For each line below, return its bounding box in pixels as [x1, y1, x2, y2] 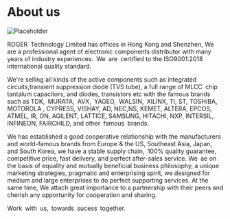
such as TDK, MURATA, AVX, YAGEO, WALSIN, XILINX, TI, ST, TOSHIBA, [7, 97, 218, 105]
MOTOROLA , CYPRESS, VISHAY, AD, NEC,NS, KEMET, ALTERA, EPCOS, [7, 104, 212, 113]
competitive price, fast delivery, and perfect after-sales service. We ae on [7, 154, 217, 162]
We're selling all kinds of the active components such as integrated [7, 75, 197, 83]
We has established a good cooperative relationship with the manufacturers [7, 132, 221, 141]
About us [7, 4, 60, 20]
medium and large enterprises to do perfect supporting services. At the [7, 176, 209, 184]
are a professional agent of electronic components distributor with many [7, 47, 211, 56]
